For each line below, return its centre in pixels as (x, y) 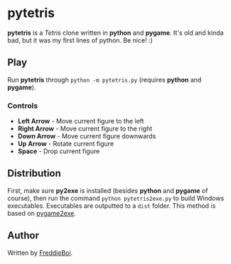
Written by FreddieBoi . (40, 253)
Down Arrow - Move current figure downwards (87, 136)
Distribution (34, 174)
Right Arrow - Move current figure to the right (85, 128)
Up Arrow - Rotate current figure (66, 144)
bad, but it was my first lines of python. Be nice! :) (80, 40)
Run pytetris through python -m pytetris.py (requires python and (104, 79)
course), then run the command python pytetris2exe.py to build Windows (116, 198)
